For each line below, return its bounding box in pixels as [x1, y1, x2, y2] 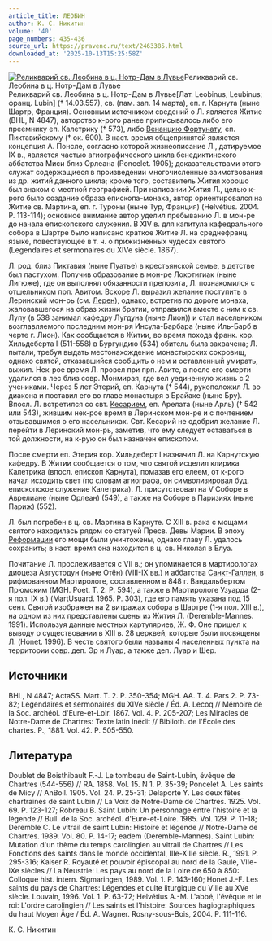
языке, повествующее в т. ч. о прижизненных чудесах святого [8, 237, 226, 246]
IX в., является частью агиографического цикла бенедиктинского [8, 150, 237, 160]
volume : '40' [8, 27, 53, 35]
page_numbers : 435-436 [8, 34, 85, 43]
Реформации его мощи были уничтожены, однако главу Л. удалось [8, 535, 243, 544]
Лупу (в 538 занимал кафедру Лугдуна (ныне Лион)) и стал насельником [8, 313, 263, 322]
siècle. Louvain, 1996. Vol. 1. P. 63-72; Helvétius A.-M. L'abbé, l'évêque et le [8, 891, 262, 901]
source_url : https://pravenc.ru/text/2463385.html [8, 42, 183, 50]
